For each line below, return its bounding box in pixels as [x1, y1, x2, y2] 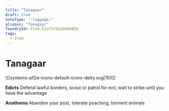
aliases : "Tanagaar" [5, 21, 49, 27]
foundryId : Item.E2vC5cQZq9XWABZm [5, 26, 79, 32]
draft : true [5, 12, 31, 17]
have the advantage [5, 90, 47, 96]
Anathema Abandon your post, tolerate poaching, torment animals [5, 100, 145, 106]
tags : [5, 31, 17, 36]
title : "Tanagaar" [5, 7, 44, 13]
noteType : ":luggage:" [5, 17, 53, 22]
